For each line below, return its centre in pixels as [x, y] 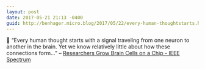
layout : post [23, 12]
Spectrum [19, 60]
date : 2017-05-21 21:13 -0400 [45, 18]
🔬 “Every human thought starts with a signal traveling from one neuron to [98, 41]
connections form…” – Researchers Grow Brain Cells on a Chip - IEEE [93, 53]
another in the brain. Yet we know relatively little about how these [88, 47]
